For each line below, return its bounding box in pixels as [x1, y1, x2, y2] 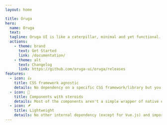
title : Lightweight [14, 108, 55, 113]
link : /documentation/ [18, 53, 66, 58]
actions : [9, 39, 28, 44]
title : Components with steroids [14, 94, 83, 99]
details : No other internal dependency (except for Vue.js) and [14, 113, 150, 118]
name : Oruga [9, 25, 35, 30]
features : [5, 71, 26, 77]
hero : [5, 21, 16, 26]
